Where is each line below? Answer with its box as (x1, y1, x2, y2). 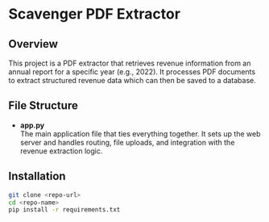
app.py (19, 120, 45, 130)
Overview (8, 37, 59, 51)
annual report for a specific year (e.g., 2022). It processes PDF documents (8, 67, 256, 77)
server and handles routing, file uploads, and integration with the (19, 137, 235, 147)
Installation (8, 170, 66, 183)
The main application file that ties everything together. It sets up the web (19, 128, 261, 138)
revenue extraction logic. (19, 146, 103, 156)
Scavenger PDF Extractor (8, 5, 181, 23)
